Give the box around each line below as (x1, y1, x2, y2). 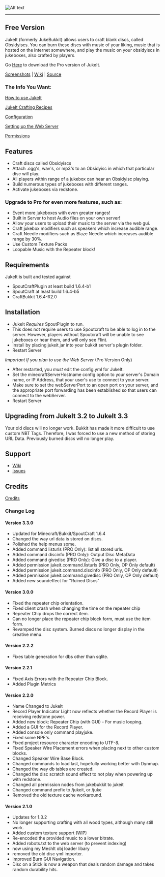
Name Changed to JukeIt (12, 703, 63, 709)
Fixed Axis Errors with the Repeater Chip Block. (12, 676, 108, 682)
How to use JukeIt (5, 95, 42, 101)
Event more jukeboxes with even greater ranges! (12, 210, 110, 216)
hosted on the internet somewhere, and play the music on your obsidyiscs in (5, 47, 160, 53)
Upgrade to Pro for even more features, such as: (5, 198, 122, 205)
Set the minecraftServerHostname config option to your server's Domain (12, 372, 160, 377)
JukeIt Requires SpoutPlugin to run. (12, 321, 84, 327)
